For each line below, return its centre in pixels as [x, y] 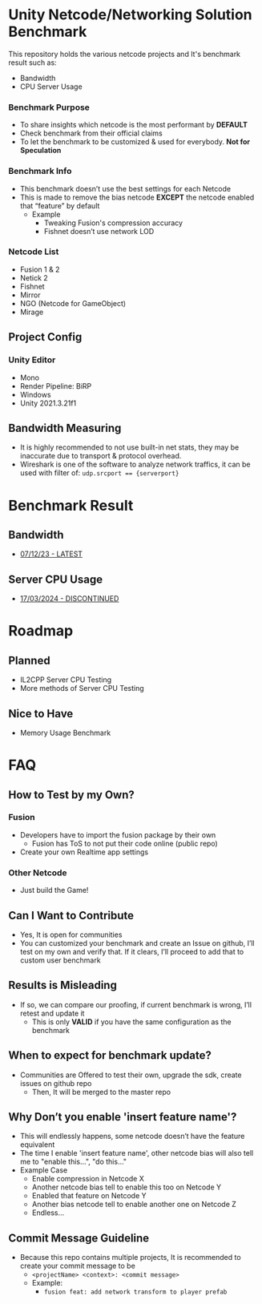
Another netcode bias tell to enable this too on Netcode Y [127, 1187]
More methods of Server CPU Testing [82, 688]
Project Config [45, 337]
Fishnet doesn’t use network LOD [99, 231]
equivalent [37, 1145]
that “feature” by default [60, 205]
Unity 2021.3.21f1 [48, 403]
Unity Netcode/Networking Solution [130, 15]
